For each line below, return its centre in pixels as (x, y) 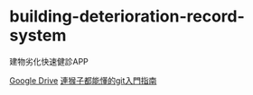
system (38, 35)
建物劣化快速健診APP (49, 61)
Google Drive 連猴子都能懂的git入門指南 (83, 80)
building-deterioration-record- (127, 17)
